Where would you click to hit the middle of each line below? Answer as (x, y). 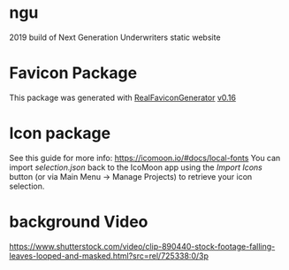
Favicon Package (73, 73)
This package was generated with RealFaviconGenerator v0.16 (123, 97)
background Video (79, 222)
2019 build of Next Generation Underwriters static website (115, 37)
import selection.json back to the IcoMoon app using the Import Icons (136, 167)
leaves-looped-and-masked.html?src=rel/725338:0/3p (109, 256)
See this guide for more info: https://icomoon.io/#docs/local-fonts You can (145, 158)
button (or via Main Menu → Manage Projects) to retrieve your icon (131, 176)
